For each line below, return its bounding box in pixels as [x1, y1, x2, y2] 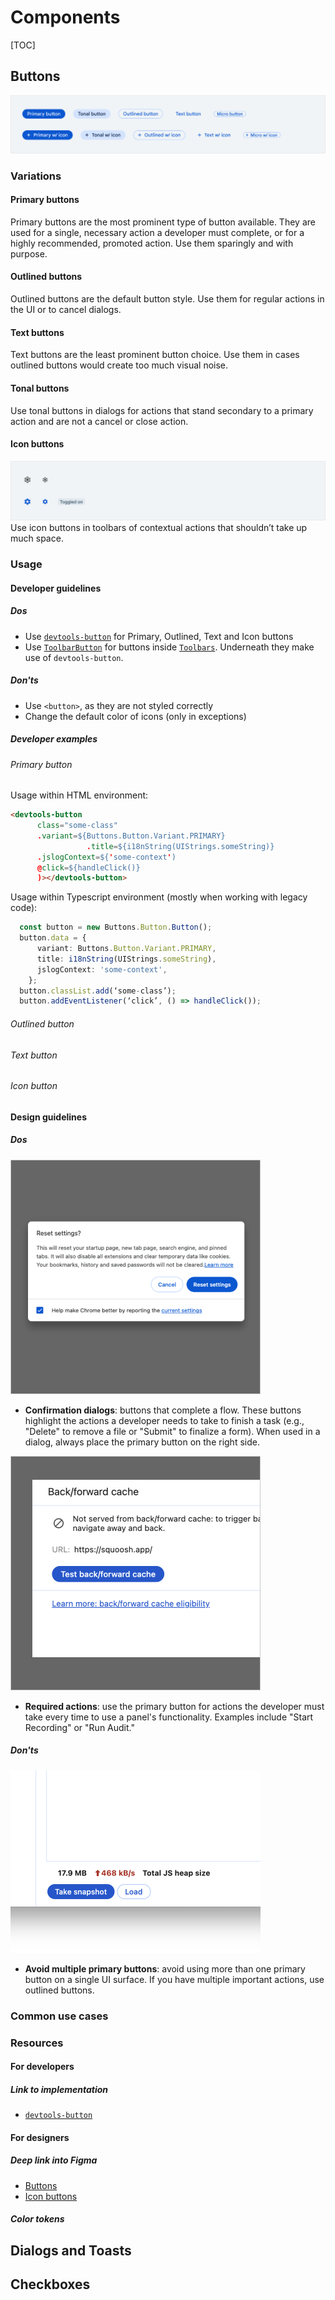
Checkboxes [10, 2276, 91, 2293]
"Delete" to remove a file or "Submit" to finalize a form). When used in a [24, 1425, 321, 1437]
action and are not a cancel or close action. [10, 415, 189, 427]
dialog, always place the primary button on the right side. [24, 1436, 260, 1448]
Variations [10, 169, 62, 183]
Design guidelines [10, 1111, 87, 1123]
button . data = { [19, 933, 87, 943]
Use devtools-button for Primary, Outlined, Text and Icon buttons [24, 630, 294, 642]
